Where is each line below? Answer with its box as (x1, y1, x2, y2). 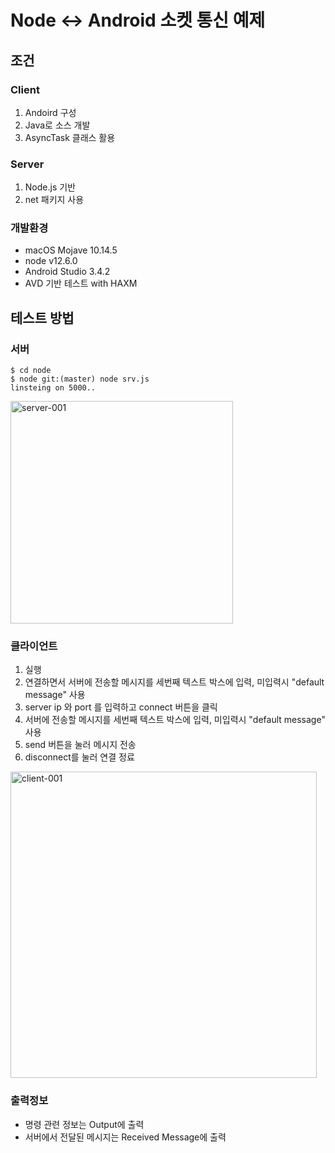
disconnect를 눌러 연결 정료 (24, 751, 135, 763)
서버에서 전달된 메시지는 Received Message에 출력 (24, 1131, 227, 1143)
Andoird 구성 (24, 106, 77, 118)
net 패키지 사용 (24, 194, 85, 206)
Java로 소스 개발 (24, 119, 91, 131)
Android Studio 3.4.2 (24, 266, 111, 278)
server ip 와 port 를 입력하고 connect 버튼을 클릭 (24, 701, 218, 713)
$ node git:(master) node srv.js (10, 374, 150, 385)
